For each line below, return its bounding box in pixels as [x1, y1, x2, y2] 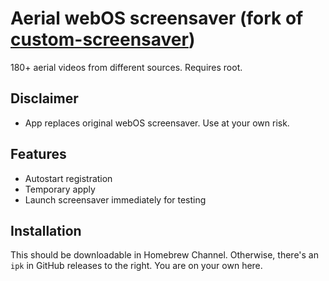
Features [10, 146, 67, 163]
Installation [10, 222, 82, 239]
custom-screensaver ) [10, 28, 196, 51]
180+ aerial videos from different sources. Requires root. [10, 61, 243, 73]
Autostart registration [24, 172, 113, 184]
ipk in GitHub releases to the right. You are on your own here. [10, 260, 263, 272]
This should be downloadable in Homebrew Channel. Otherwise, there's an [10, 249, 319, 261]
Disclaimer [10, 90, 79, 107]
